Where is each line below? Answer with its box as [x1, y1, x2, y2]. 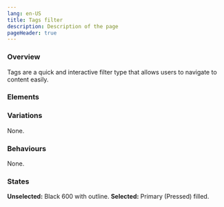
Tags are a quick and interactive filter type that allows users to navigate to [7, 68, 217, 76]
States [7, 177, 30, 186]
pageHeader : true [7, 29, 57, 37]
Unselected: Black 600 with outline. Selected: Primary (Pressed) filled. [7, 193, 210, 201]
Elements [7, 92, 40, 102]
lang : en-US [7, 10, 41, 17]
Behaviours [7, 144, 47, 153]
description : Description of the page [7, 23, 119, 30]
